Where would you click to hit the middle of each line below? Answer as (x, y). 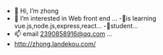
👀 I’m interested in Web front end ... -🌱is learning (85, 18)
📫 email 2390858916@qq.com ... (63, 34)
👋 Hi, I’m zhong (36, 11)
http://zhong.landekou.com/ (55, 44)
